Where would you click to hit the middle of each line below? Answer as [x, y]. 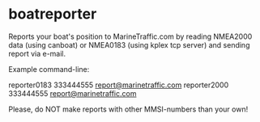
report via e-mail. [37, 53]
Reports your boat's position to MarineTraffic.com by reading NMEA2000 [130, 36]
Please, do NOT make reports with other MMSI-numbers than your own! [128, 109]
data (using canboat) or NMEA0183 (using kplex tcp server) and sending [129, 44]
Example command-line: [49, 69]
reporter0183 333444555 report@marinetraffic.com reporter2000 [119, 85]
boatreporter [53, 14]
